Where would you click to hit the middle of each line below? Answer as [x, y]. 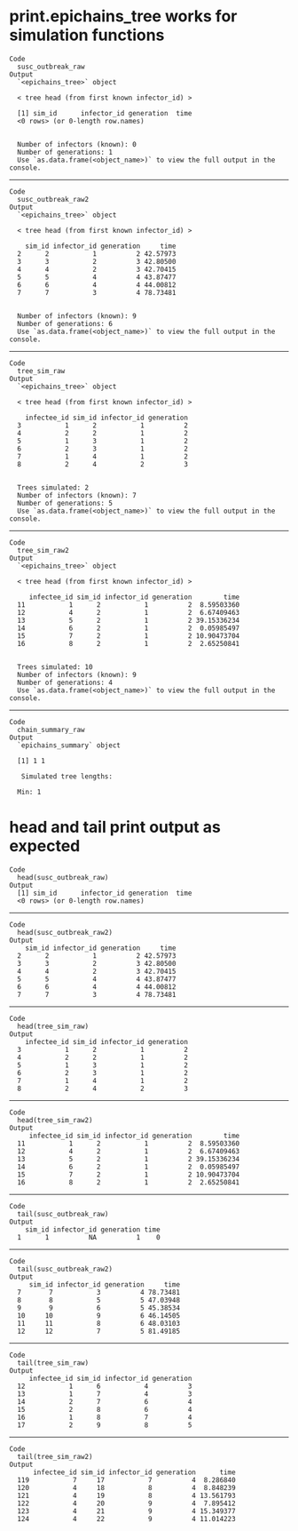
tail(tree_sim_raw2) [55, 1456]
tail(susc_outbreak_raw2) [65, 1269]
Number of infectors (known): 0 [77, 144]
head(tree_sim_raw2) [55, 1120]
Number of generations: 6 [65, 323]
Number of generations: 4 [65, 682]
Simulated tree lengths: [67, 776]
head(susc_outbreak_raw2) [65, 932]
